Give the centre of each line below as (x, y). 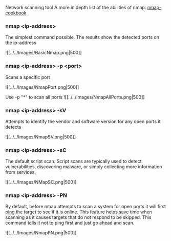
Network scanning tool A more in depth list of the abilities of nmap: (76, 7)
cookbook (16, 13)
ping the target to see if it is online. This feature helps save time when (79, 212)
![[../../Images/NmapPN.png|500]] (41, 233)
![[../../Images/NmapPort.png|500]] (42, 87)
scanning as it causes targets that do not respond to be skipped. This (78, 217)
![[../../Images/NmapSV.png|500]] (40, 137)
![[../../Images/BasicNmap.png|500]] (44, 53)
